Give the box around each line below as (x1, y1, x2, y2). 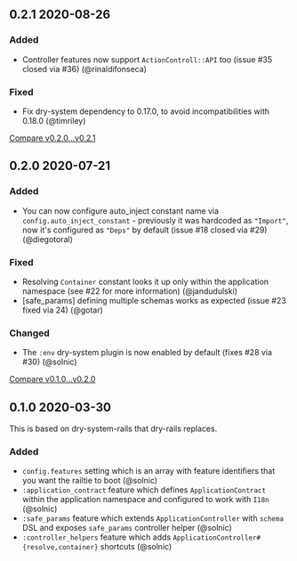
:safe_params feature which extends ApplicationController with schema (21, 513, 285, 524)
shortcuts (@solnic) (100, 541, 173, 552)
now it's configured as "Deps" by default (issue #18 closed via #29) (21, 224, 268, 235)
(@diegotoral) (21, 233, 73, 244)
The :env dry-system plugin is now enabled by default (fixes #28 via (21, 347, 273, 358)
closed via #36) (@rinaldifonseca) (21, 63, 147, 74)
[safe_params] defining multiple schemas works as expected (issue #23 (21, 295, 286, 305)
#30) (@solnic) (21, 356, 77, 368)
